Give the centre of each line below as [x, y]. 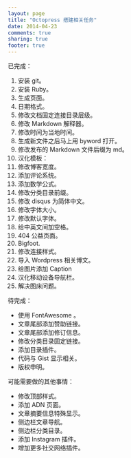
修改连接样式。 [39, 251]
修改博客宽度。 [39, 167]
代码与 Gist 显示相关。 [49, 358]
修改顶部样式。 [39, 396]
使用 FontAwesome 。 [48, 315]
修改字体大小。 [39, 210]
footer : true [26, 45]
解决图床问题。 [39, 286]
